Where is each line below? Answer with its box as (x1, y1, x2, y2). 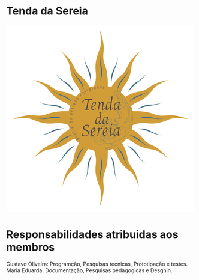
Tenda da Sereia (6, 4, 88, 18)
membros (6, 240, 55, 254)
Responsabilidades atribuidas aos (6, 228, 179, 242)
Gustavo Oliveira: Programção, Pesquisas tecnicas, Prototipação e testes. (6, 260, 188, 267)
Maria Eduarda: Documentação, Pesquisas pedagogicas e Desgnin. (6, 266, 173, 274)
